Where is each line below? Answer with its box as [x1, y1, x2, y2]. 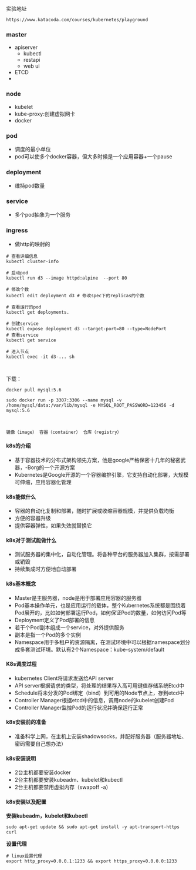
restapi [23, 57, 40, 64]
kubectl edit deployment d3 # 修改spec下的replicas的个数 [6, 293, 145, 298]
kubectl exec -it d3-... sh [6, 354, 75, 360]
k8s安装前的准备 [6, 719, 47, 726]
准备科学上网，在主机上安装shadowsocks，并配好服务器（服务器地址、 [14, 733, 187, 740]
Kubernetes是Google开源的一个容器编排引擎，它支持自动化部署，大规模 [14, 471, 189, 478]
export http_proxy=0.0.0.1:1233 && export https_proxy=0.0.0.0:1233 [6, 858, 177, 864]
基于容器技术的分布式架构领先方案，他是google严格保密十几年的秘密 [14, 456, 181, 463]
